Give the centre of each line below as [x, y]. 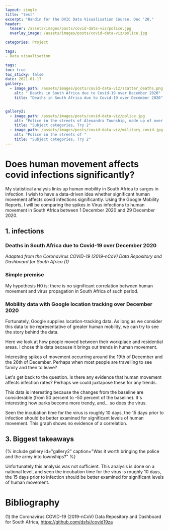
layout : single [21, 10]
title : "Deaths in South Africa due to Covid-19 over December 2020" [89, 98]
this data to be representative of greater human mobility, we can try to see [82, 327]
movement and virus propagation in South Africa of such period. [72, 291]
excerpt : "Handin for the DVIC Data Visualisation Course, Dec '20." [80, 19]
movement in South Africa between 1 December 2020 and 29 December [80, 210]
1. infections [25, 231]
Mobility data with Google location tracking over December [79, 304]
